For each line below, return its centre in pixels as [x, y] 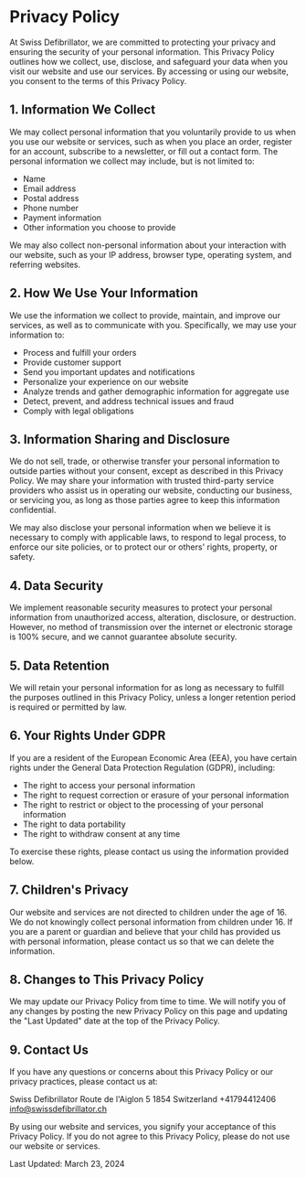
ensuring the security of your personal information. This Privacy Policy [142, 51]
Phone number [51, 208]
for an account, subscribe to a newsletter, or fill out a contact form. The [144, 151]
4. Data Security [56, 586]
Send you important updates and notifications [109, 371]
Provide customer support [72, 362]
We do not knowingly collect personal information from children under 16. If [151, 922]
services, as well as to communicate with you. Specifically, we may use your [153, 325]
